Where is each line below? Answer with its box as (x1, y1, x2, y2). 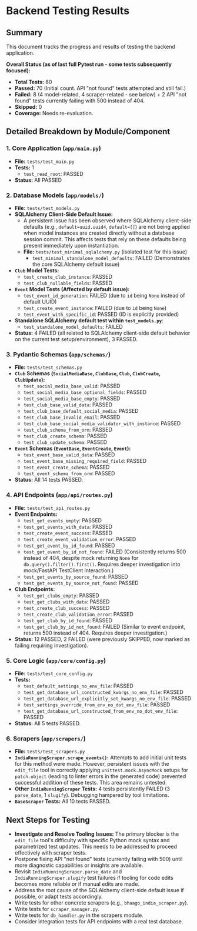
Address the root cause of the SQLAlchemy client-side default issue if (14, 886, 184, 893)
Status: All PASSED (14, 176, 62, 183)
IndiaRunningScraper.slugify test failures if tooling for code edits (14, 874, 173, 881)
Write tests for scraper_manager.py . (14, 905, 100, 912)
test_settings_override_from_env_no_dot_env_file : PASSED (23, 701, 171, 708)
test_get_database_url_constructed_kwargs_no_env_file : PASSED (23, 688, 183, 695)
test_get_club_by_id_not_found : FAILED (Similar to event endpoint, (23, 623, 186, 630)
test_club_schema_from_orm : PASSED (23, 426, 113, 433)
